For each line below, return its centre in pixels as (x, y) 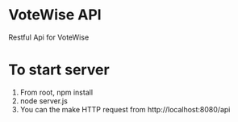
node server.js (44, 101)
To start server (59, 70)
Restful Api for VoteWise (49, 37)
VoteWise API (55, 15)
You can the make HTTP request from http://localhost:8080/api (125, 109)
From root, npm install (56, 92)
